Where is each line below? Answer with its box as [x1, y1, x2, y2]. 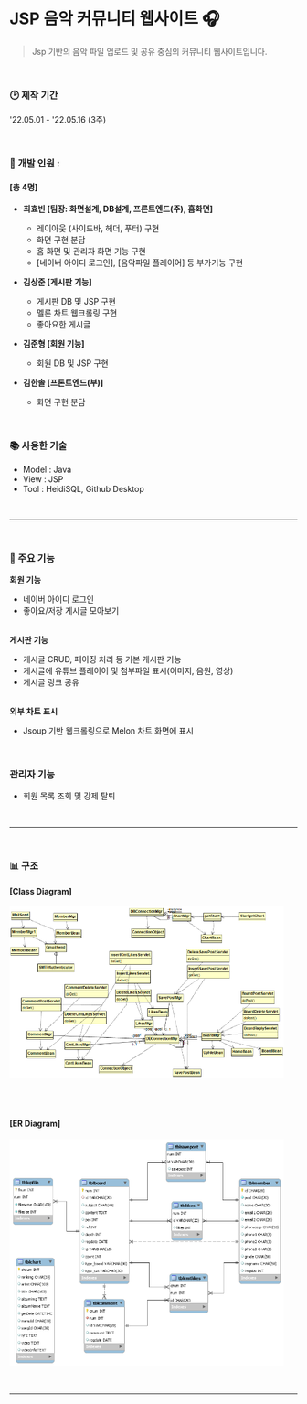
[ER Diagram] [9, 1118, 61, 1130]
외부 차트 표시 [9, 705, 58, 716]
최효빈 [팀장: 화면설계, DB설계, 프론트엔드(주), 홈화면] [22, 203, 213, 215]
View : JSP [22, 473, 64, 485]
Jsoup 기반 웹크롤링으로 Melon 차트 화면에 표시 [22, 724, 195, 736]
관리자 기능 [9, 767, 56, 780]
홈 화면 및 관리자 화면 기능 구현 [36, 246, 146, 257]
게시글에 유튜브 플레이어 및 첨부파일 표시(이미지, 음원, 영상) [22, 665, 234, 676]
